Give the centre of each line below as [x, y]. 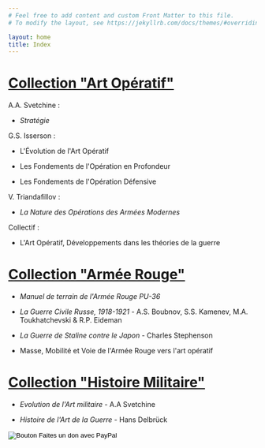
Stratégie [34, 121]
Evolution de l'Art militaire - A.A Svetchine [88, 405]
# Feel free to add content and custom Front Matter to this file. [121, 15]
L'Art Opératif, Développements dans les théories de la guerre [120, 243]
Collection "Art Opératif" [91, 83]
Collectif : [24, 228]
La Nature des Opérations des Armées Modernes [99, 212]
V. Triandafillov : [34, 197]
